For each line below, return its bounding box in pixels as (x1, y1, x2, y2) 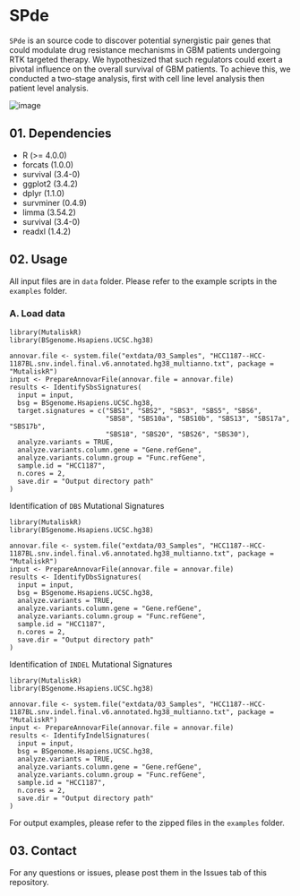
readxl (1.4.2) (21, 226, 72, 237)
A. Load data (9, 307, 65, 320)
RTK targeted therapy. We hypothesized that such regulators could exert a (9, 54, 284, 65)
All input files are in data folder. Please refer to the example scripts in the (9, 275, 278, 287)
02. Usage (9, 252, 68, 267)
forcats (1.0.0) (21, 159, 74, 170)
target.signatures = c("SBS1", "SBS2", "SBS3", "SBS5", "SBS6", (17, 406, 262, 415)
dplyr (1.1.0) (21, 187, 65, 198)
